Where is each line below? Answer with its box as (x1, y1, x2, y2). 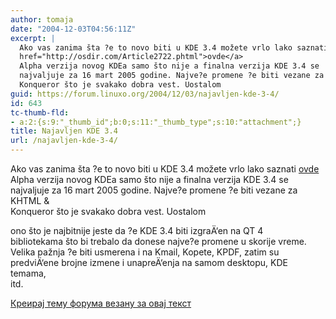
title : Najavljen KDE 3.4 (10, 126, 118, 136)
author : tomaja (10, 14, 74, 25)
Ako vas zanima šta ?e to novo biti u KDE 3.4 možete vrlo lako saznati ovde (10, 163, 320, 175)
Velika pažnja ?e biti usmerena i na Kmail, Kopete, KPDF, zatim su (10, 246, 280, 258)
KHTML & (10, 195, 50, 206)
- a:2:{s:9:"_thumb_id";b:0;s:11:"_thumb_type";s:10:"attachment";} (10, 117, 302, 127)
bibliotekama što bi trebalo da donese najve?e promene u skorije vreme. (10, 236, 307, 247)
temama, (10, 267, 47, 279)
